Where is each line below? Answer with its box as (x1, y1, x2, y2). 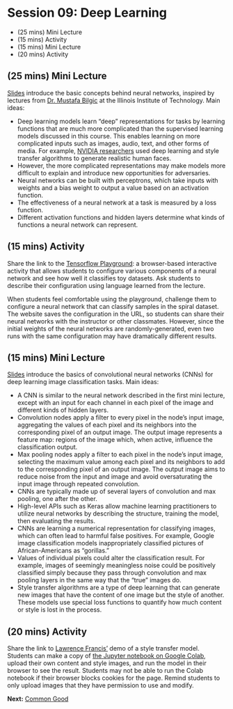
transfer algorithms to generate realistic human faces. (17, 154, 172, 162)
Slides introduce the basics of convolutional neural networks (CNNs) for (7, 370, 214, 379)
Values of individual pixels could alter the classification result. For (17, 554, 205, 562)
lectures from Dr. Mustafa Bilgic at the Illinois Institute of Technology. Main (7, 96, 220, 104)
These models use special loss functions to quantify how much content (17, 598, 222, 607)
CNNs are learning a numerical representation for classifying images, (17, 524, 216, 533)
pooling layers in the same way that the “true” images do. (17, 576, 182, 584)
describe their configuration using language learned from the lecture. (7, 281, 206, 289)
